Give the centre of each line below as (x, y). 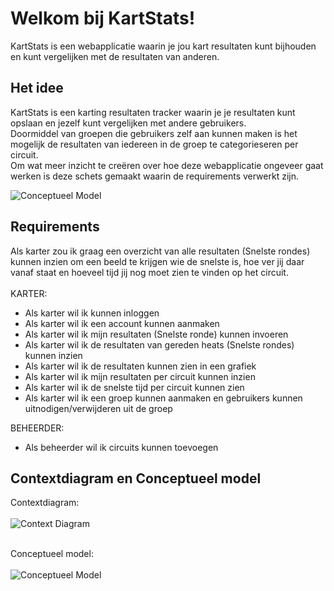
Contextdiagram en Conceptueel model (136, 478)
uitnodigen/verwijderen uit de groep (98, 408)
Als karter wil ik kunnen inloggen (92, 313)
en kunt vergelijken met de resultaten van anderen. (115, 56)
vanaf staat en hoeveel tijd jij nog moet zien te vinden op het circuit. (149, 272)
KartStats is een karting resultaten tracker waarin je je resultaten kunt (153, 112)
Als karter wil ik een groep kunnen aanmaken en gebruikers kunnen (163, 398)
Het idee (37, 88)
